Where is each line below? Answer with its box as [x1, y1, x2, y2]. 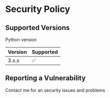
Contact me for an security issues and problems [5, 87, 105, 93]
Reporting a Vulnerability [5, 74, 86, 82]
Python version [5, 36, 37, 42]
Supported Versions [5, 23, 70, 32]
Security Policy [5, 3, 71, 15]
